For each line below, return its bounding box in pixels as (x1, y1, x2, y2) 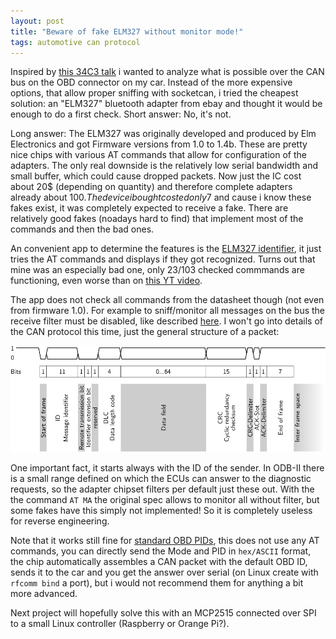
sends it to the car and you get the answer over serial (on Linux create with (10, 566, 319, 578)
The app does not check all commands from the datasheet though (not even (10, 294, 325, 306)
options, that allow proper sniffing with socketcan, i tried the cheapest (10, 87, 299, 99)
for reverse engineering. (10, 515, 110, 527)
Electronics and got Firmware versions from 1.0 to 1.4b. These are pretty (10, 138, 308, 150)
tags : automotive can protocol (10, 37, 141, 47)
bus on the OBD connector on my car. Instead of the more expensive (10, 76, 293, 89)
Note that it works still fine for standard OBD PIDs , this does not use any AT (10, 534, 320, 546)
